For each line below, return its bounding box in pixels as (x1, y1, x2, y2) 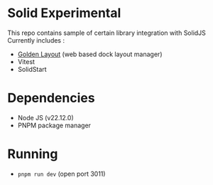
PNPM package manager (17, 121, 91, 129)
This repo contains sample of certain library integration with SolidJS (7, 28, 206, 37)
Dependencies (7, 90, 95, 106)
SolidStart (17, 65, 48, 73)
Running (7, 146, 58, 162)
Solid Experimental (7, 5, 121, 21)
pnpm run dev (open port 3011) (17, 169, 106, 178)
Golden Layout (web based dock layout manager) (17, 50, 163, 58)
